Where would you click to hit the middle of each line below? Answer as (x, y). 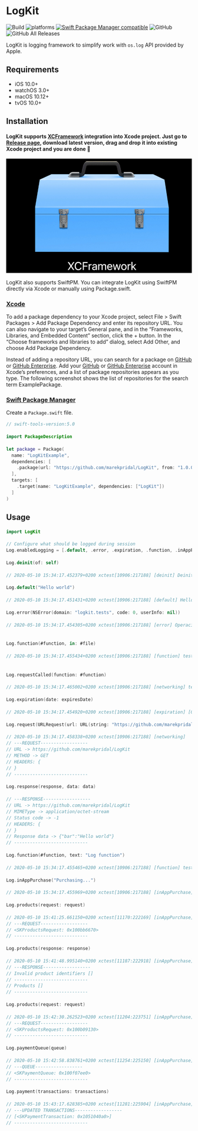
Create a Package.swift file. (39, 413)
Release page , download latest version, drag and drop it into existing (92, 142)
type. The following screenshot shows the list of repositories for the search (97, 378)
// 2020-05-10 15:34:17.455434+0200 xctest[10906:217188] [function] (93, 656)
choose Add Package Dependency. (49, 348)
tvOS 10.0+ (28, 103)
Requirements (32, 70)
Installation (27, 121)
